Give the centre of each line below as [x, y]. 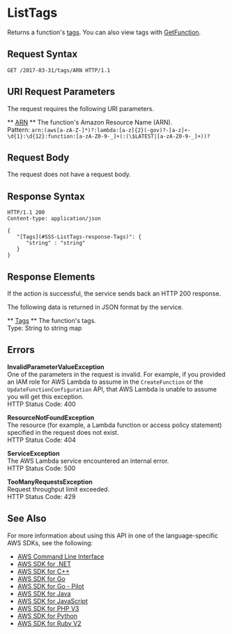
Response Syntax [46, 196]
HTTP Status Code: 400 [42, 404]
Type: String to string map [45, 328]
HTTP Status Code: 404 [42, 440]
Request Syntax [42, 54]
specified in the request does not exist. [63, 432]
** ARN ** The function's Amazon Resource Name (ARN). [90, 122]
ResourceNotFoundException [51, 417]
